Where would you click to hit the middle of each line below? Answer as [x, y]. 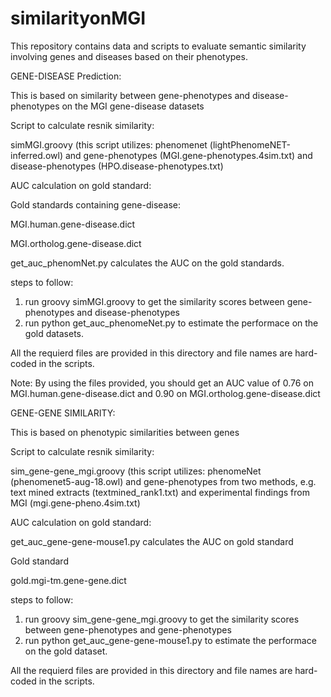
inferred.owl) [36, 155]
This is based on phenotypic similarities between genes [125, 432]
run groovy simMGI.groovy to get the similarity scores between [154, 301]
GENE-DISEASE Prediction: [66, 76]
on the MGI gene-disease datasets [133, 106]
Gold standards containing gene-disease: [96, 204]
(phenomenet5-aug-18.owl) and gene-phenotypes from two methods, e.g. [163, 481]
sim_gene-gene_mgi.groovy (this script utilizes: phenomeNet [136, 471]
